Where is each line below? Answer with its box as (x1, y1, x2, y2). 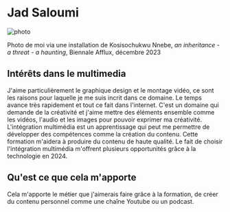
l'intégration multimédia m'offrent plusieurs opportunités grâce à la (7, 144, 196, 152)
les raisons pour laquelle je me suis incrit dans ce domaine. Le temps (7, 93, 203, 102)
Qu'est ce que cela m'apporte (7, 172, 137, 183)
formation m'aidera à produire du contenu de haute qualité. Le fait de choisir (7, 137, 223, 145)
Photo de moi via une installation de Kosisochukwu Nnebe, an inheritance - (7, 40, 220, 49)
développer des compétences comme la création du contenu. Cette (7, 130, 198, 138)
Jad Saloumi (7, 5, 79, 21)
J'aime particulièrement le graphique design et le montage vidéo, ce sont (7, 86, 214, 94)
